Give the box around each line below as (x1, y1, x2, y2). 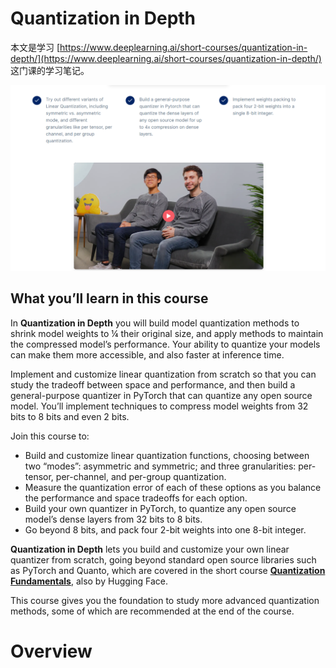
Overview (10, 640, 93, 662)
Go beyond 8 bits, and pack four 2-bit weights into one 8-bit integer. (24, 523, 307, 536)
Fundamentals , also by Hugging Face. (10, 575, 168, 587)
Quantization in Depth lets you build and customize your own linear (10, 543, 290, 555)
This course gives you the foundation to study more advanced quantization (10, 594, 320, 606)
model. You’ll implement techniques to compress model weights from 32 (10, 400, 309, 412)
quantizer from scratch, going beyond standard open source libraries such (10, 553, 317, 566)
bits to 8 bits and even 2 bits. (10, 410, 130, 422)
